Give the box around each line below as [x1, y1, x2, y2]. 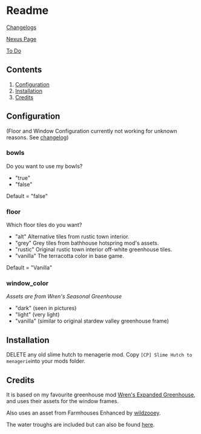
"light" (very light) [15, 311, 60, 318]
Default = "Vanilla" [6, 264, 53, 271]
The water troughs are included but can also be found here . [6, 421, 155, 429]
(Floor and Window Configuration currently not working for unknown [6, 127, 177, 134]
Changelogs [6, 24, 37, 31]
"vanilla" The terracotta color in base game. [15, 252, 124, 260]
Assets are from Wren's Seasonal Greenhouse [6, 293, 122, 300]
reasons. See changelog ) [6, 134, 69, 141]
